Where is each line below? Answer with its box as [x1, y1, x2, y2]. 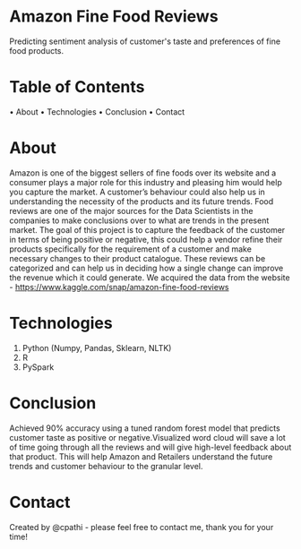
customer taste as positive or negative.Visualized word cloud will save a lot [9, 432, 287, 442]
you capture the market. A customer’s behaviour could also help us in [9, 186, 266, 197]
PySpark [21, 361, 55, 373]
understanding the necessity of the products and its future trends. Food [9, 195, 274, 207]
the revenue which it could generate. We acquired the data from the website [9, 271, 290, 283]
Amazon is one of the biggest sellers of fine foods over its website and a [9, 167, 277, 178]
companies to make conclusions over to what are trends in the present [9, 215, 270, 226]
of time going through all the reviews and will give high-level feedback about [9, 442, 292, 452]
